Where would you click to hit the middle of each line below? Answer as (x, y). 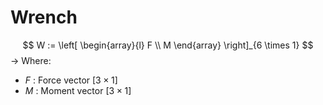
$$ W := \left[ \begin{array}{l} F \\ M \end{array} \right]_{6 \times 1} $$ (168, 45)
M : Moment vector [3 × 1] (78, 90)
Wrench (44, 17)
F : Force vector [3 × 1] (71, 80)
